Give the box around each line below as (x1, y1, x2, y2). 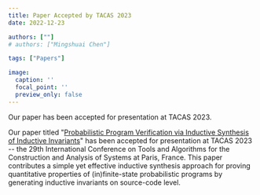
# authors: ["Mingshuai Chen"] (8, 40, 111, 48)
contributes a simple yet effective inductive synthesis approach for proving (8, 160, 251, 170)
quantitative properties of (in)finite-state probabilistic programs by (8, 169, 223, 178)
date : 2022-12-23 (8, 19, 65, 27)
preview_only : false (15, 90, 82, 98)
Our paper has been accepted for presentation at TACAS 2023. (8, 112, 212, 122)
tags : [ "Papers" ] (8, 54, 65, 63)
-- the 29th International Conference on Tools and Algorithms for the (8, 144, 230, 153)
